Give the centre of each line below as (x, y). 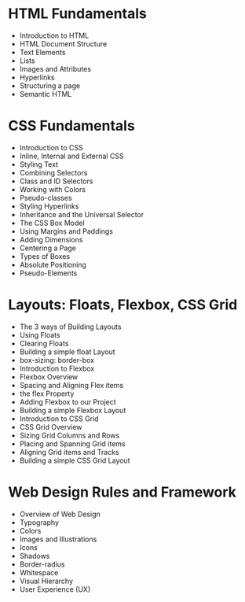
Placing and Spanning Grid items (72, 443)
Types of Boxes (45, 256)
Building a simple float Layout (67, 352)
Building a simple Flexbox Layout (73, 410)
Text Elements (42, 52)
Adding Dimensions (51, 239)
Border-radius (42, 564)
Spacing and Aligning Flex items (71, 385)
